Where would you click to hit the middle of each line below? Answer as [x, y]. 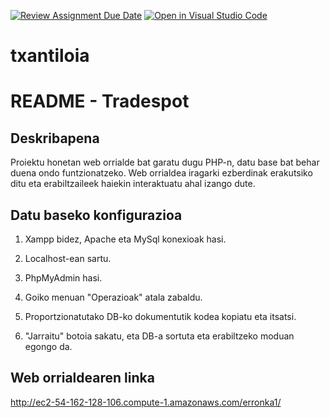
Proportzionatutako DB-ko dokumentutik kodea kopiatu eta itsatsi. [160, 316]
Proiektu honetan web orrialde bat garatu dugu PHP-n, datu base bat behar [165, 162]
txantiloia [50, 56]
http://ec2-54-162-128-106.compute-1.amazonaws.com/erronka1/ [146, 402]
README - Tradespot [100, 101]
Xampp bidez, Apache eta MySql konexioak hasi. [125, 239]
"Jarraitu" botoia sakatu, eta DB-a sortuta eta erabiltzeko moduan [159, 336]
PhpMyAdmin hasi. [63, 278]
